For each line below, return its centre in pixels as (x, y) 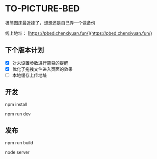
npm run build (19, 142)
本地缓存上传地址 (29, 75)
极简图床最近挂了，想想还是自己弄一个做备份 (50, 23)
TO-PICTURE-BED (42, 9)
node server (17, 152)
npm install (16, 104)
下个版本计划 (25, 50)
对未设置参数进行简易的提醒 (40, 63)
